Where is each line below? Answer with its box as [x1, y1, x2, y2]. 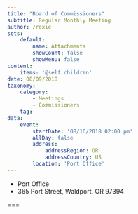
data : [7, 114, 23, 121]
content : [7, 62, 33, 69]
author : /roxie [7, 23, 52, 30]
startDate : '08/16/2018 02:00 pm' [32, 128, 133, 135]
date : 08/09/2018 [7, 75, 58, 83]
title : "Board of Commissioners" [7, 10, 105, 18]
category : [20, 88, 49, 95]
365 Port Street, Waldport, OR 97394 [17, 187, 125, 195]
